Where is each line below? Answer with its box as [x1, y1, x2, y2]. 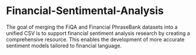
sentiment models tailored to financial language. [6, 42, 122, 49]
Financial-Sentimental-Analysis [6, 4, 164, 18]
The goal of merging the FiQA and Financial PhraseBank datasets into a [6, 23, 178, 30]
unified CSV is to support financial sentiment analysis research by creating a [6, 29, 190, 36]
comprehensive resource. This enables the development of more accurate [6, 36, 185, 43]
